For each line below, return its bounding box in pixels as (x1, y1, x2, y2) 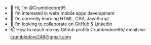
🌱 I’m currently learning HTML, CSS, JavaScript (10, 16, 109, 21)
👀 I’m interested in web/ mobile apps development (10, 10, 115, 16)
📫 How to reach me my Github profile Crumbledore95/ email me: (10, 27, 146, 32)
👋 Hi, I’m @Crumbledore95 (10, 5, 66, 11)
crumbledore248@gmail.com (10, 34, 71, 40)
